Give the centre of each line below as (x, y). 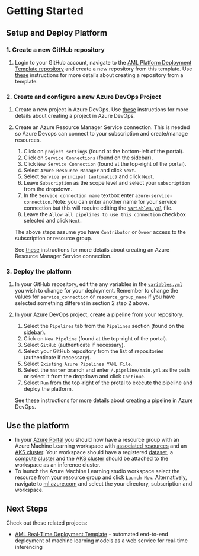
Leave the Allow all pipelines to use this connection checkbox (105, 214)
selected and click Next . (52, 221)
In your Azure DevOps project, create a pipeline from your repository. (99, 314)
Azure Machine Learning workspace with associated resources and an (101, 446)
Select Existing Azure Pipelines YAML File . (78, 364)
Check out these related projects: (47, 523)
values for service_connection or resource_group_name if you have (95, 297)
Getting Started (45, 11)
